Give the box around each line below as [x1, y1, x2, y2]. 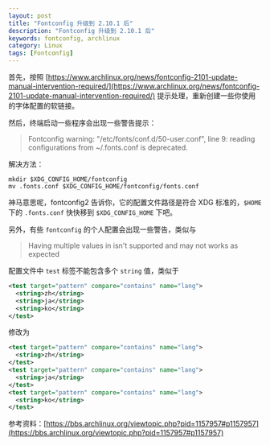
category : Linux [8, 42, 63, 50]
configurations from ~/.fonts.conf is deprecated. [27, 142, 189, 152]
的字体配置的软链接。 [8, 101, 79, 110]
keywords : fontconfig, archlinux [8, 34, 121, 43]
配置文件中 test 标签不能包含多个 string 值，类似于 [8, 266, 179, 275]
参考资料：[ [8, 419, 47, 429]
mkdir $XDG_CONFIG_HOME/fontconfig [8, 175, 128, 183]
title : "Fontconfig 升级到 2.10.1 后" [8, 19, 134, 27]
